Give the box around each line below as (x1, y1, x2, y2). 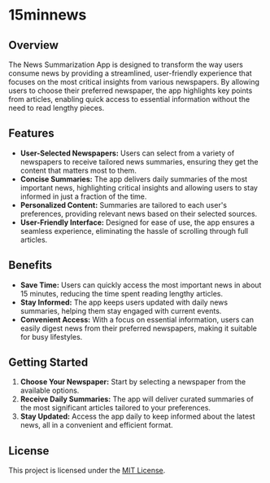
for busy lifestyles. (20, 332, 83, 341)
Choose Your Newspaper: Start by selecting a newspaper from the (20, 377, 246, 387)
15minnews (8, 6, 87, 24)
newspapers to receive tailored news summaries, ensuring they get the (20, 156, 259, 166)
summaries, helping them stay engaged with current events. (20, 305, 222, 315)
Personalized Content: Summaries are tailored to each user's (20, 200, 228, 209)
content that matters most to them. (20, 165, 137, 175)
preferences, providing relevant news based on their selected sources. (20, 209, 258, 218)
